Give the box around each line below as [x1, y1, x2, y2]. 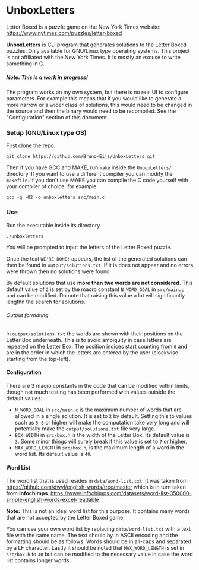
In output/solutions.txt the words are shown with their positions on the [6, 330, 183, 337]
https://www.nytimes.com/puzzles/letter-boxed [6, 29, 122, 36]
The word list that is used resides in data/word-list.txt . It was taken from [6, 477, 188, 484]
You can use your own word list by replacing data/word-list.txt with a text [6, 525, 191, 533]
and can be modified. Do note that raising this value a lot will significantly [6, 292, 185, 299]
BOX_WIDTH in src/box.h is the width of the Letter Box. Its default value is [14, 431, 190, 438]
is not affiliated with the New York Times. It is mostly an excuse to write [6, 53, 181, 61]
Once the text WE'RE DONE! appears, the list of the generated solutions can [6, 255, 187, 262]
